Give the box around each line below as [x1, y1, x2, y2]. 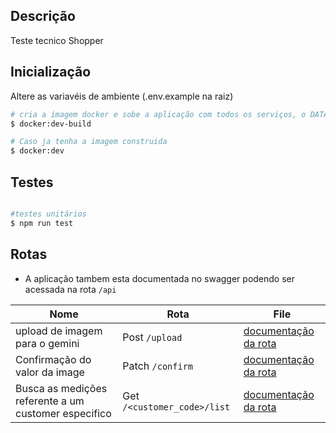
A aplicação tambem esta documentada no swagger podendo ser [24, 272, 296, 284]
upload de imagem [15, 324, 103, 338]
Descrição [10, 8, 76, 25]
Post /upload [122, 330, 183, 344]
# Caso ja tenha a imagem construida [10, 137, 168, 147]
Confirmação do [15, 352, 92, 366]
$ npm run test [10, 218, 74, 228]
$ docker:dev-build [10, 119, 92, 129]
